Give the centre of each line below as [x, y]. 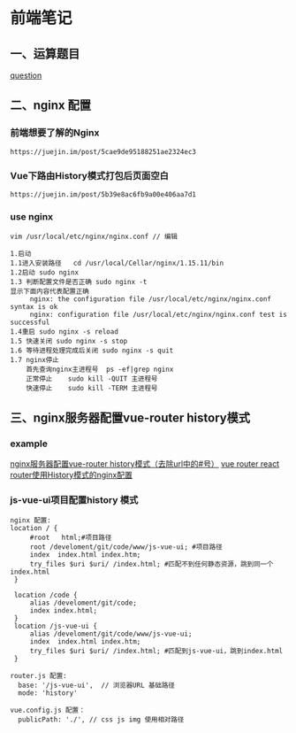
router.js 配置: [38, 676]
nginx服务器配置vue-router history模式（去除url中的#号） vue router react [145, 463]
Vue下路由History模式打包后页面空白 [89, 175]
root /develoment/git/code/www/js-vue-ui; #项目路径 [126, 547]
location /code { [46, 595]
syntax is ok [34, 307]
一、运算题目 [45, 54]
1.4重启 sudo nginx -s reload [64, 332]
